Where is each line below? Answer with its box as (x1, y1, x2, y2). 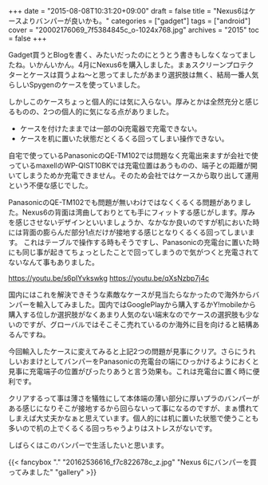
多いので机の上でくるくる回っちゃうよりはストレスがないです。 (8, 424, 217, 432)
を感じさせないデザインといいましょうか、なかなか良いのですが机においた (8, 218, 253, 227)
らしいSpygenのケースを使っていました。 (8, 80, 145, 89)
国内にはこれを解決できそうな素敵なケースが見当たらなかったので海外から (8, 290, 253, 299)
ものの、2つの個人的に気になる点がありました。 (14, 107, 174, 116)
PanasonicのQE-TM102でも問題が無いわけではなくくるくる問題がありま (8, 198, 245, 207)
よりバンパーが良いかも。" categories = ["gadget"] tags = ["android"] (22, 16, 251, 26)
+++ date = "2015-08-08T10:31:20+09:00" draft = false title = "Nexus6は (8, 6, 249, 15)
